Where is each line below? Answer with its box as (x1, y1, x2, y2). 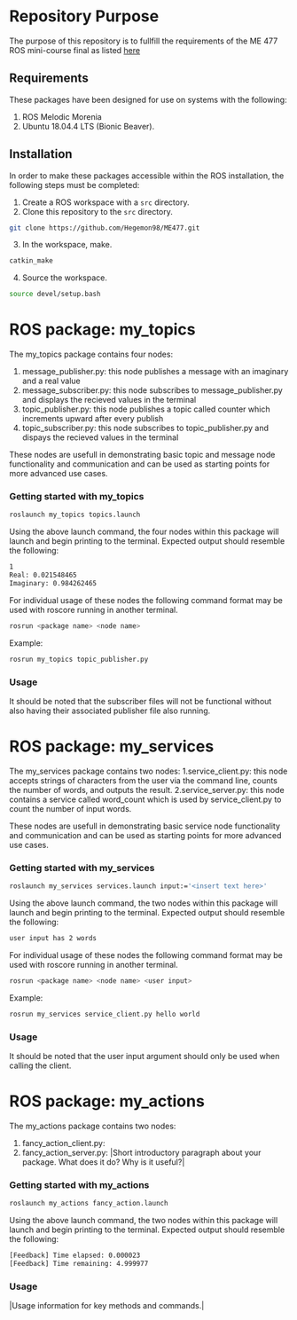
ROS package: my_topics (9, 319, 197, 340)
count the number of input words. (9, 803, 132, 813)
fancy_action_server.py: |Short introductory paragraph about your (21, 1147, 262, 1158)
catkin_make (9, 256, 53, 265)
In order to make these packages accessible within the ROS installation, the (9, 170, 285, 181)
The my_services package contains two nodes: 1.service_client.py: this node (9, 766, 288, 776)
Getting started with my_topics (9, 491, 145, 503)
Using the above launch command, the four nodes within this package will (9, 526, 279, 538)
